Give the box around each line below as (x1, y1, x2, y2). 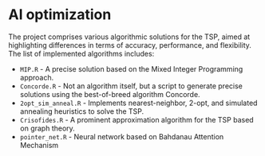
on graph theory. (19, 123, 76, 133)
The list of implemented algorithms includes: (8, 49, 155, 58)
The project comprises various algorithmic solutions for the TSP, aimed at (8, 32, 251, 41)
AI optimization (8, 6, 112, 24)
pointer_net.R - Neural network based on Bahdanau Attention (19, 131, 224, 141)
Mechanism (19, 140, 59, 150)
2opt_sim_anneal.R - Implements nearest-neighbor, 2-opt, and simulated (19, 98, 258, 107)
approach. (19, 72, 54, 82)
